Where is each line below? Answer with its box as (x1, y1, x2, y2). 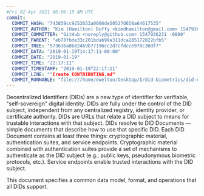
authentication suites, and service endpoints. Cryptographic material (6, 139, 178, 146)
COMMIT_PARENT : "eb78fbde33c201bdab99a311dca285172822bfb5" (12, 37, 167, 43)
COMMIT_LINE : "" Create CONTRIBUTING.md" (12, 71, 115, 77)
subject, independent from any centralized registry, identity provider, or (6, 107, 185, 114)
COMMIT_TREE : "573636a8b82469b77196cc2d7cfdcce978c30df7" (12, 43, 162, 49)
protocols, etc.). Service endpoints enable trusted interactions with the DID (6, 158, 194, 166)
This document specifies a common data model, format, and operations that (6, 177, 197, 184)
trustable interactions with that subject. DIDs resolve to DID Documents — (6, 119, 191, 127)
